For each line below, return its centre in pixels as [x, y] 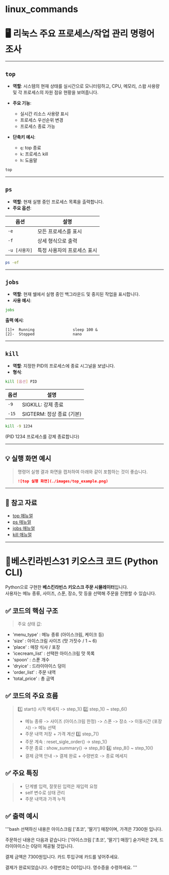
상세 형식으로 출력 [57, 241]
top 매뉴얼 [23, 516]
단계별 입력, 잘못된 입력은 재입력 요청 [61, 786]
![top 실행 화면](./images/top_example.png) [63, 481]
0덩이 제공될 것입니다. [52, 846]
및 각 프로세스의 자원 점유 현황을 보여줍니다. [56, 92]
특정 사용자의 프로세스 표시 [67, 250]
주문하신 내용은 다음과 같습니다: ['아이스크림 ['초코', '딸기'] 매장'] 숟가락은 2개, [82, 840]
